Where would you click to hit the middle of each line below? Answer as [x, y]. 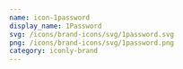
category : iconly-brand [54, 51]
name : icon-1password [50, 17]
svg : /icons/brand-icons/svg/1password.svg [92, 34]
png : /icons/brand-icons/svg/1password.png [92, 43]
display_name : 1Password [56, 26]
